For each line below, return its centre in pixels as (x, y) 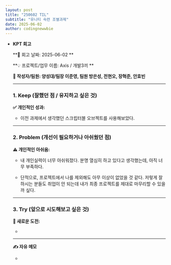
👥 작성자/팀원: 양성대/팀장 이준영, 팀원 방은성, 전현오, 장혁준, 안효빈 (79, 76)
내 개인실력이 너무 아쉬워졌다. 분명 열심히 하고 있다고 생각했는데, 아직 (89, 160)
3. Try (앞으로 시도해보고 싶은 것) (51, 209)
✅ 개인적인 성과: (29, 108)
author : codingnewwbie (29, 29)
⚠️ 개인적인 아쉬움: (31, 149)
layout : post (19, 10)
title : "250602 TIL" (27, 15)
